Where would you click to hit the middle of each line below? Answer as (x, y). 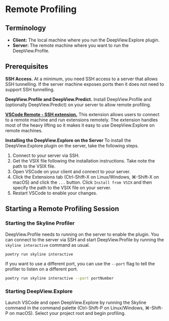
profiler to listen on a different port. (42, 269)
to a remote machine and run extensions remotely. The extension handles (81, 120)
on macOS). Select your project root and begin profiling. (68, 313)
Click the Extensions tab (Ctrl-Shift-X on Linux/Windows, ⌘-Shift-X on (86, 177)
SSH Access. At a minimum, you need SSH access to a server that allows (81, 79)
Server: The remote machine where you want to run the (70, 45)
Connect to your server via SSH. (46, 155)
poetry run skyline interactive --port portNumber (60, 279)
